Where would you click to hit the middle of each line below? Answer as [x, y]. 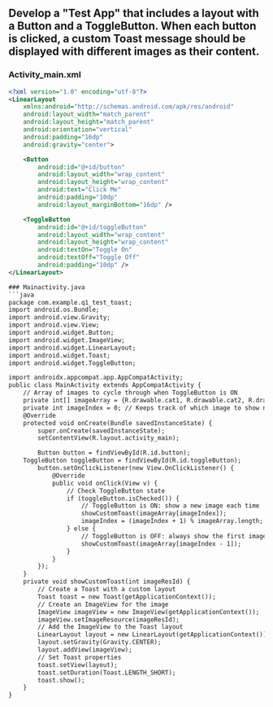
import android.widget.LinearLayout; [72, 348]
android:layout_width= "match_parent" [87, 114]
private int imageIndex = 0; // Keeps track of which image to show [141, 408]
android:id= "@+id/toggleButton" [93, 227]
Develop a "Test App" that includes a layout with [134, 13]
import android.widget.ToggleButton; [72, 363]
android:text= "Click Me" [80, 190]
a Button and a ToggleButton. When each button [132, 26]
